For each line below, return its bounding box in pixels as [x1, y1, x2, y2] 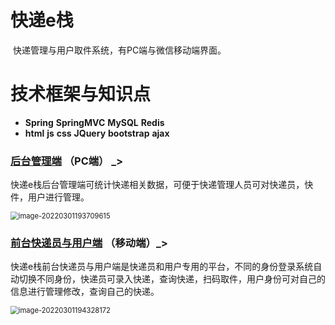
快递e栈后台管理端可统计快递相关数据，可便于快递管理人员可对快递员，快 [10, 179, 314, 191]
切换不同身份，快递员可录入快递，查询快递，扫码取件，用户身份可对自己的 [18, 273, 326, 285]
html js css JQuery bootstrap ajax [24, 127, 170, 139]
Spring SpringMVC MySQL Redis [24, 116, 165, 128]
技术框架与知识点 [10, 83, 152, 106]
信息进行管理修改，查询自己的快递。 [10, 286, 160, 298]
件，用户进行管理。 [10, 191, 90, 203]
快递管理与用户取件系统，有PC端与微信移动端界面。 [12, 44, 227, 56]
